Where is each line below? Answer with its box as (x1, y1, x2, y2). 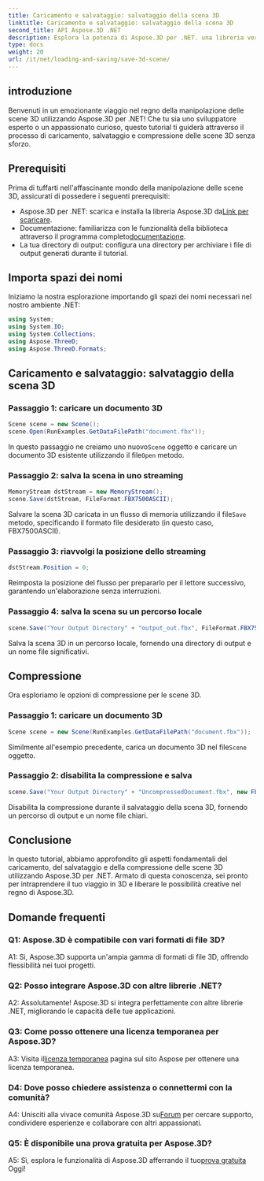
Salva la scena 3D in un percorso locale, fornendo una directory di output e (8, 638, 251, 648)
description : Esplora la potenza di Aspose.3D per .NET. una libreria (8, 33, 244, 42)
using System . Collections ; (8, 330, 97, 339)
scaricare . (19, 214, 53, 225)
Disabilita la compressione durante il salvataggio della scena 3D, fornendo (8, 802, 248, 811)
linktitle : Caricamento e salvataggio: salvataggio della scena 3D (8, 19, 234, 27)
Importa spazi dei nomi (8, 271, 123, 284)
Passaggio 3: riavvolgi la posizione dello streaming (8, 546, 207, 557)
